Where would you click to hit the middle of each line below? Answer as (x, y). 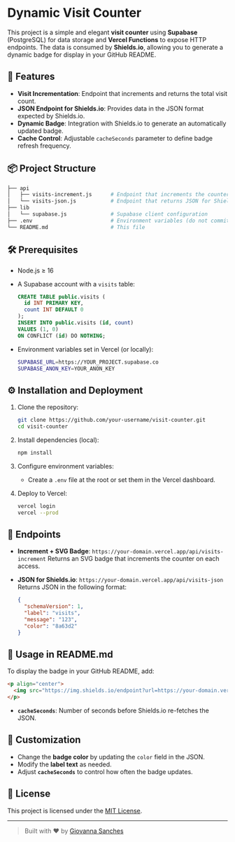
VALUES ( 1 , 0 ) (38, 329)
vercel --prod (38, 513)
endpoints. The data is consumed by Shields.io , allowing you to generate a (115, 47)
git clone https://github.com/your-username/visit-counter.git (112, 420)
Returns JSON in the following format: (72, 587)
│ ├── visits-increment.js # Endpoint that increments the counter (119, 195)
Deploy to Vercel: (42, 493)
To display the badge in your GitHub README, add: (81, 671)
